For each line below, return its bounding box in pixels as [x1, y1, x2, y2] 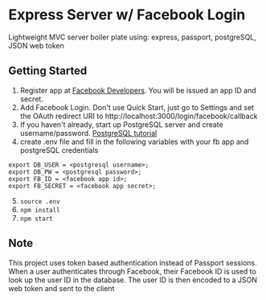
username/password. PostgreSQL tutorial [19, 128, 158, 138]
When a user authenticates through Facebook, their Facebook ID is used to [8, 266, 257, 276]
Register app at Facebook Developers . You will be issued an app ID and [19, 85, 257, 95]
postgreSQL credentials [19, 145, 99, 154]
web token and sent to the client [8, 283, 115, 293]
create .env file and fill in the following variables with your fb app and [19, 137, 249, 146]
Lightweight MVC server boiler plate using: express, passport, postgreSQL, [8, 32, 257, 42]
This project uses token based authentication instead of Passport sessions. [8, 257, 257, 267]
